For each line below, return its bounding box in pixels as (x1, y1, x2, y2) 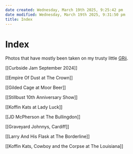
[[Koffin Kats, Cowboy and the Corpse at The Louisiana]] (5, 143, 123, 149)
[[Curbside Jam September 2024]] (5, 65, 77, 71)
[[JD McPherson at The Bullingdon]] (5, 114, 81, 120)
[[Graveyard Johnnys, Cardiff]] (5, 124, 69, 130)
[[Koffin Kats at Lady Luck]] (5, 104, 63, 110)
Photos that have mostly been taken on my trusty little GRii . (5, 55, 128, 61)
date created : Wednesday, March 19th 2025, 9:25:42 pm (5, 7, 123, 13)
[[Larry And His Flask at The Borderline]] (5, 133, 90, 139)
